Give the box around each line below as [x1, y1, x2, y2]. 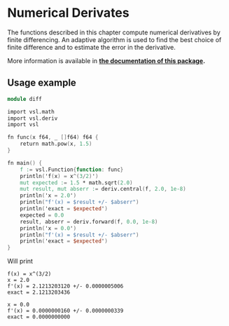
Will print [7, 257, 34, 266]
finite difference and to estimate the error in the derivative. [7, 43, 176, 51]
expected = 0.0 [20, 212, 64, 219]
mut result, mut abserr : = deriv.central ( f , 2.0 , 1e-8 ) [20, 186, 187, 193]
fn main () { [7, 159, 42, 166]
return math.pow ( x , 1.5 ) [20, 140, 92, 148]
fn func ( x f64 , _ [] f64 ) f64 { [7, 134, 99, 141]
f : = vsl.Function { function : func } [20, 166, 124, 173]
